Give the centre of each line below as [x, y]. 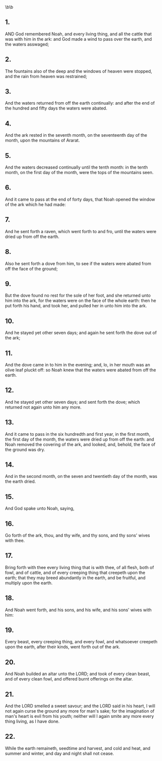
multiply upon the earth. [29, 583]
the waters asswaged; [27, 44]
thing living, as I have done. [32, 721]
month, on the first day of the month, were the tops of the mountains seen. [79, 173]
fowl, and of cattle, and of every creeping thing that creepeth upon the [75, 572]
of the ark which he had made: [36, 204]
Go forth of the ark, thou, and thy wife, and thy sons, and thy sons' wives [78, 535]
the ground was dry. [25, 449]
